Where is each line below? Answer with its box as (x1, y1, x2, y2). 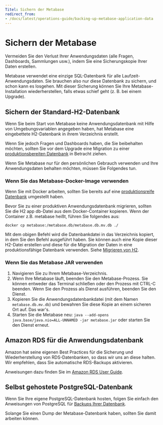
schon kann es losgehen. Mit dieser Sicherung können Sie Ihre (5, 83, 130, 89)
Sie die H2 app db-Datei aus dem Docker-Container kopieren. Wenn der (5, 208, 149, 214)
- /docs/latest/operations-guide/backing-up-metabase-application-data (5, 16, 153, 21)
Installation (5, 89, 27, 94)
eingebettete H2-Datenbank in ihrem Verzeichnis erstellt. (5, 131, 119, 137)
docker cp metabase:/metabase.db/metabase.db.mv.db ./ (5, 223, 119, 228)
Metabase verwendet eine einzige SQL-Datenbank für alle (5, 73, 121, 79)
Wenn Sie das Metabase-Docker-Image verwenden (5, 178, 129, 185)
